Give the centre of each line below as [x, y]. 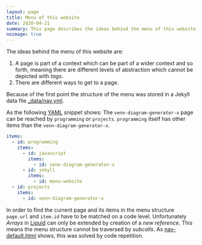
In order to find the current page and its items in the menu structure [90, 210]
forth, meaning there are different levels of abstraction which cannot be [104, 70]
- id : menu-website [58, 181]
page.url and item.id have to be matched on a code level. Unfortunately [96, 216]
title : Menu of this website [43, 18]
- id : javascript [44, 153]
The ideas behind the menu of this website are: [65, 51]
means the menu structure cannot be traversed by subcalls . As [85, 229]
